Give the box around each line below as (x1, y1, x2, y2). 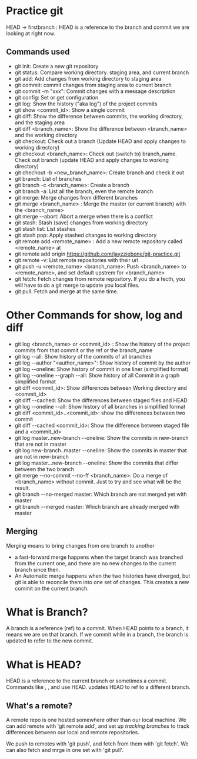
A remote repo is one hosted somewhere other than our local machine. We (6, 717, 186, 724)
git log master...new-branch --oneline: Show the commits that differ (14, 459, 179, 466)
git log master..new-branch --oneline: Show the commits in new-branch (14, 434, 189, 441)
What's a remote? (6, 701, 72, 711)
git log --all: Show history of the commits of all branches (14, 353, 152, 360)
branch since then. (14, 566, 61, 573)
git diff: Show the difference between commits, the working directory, (14, 112, 183, 120)
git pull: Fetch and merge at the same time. (14, 287, 119, 295)
